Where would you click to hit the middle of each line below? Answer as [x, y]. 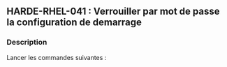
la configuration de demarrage [74, 23]
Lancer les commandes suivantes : [57, 57]
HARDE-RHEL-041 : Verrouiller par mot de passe [113, 12]
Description [27, 43]
